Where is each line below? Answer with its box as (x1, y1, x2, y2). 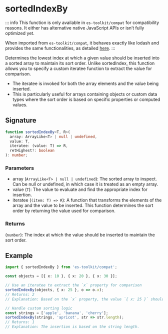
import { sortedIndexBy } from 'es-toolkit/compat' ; (5, 264, 117, 270)
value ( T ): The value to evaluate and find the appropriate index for (12, 186, 148, 192)
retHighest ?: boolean (9, 148, 55, 153)
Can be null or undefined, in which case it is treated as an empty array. (12, 181, 158, 187)
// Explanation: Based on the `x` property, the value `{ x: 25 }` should (5, 296, 164, 301)
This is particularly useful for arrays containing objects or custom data (12, 91, 157, 97)
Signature (5, 116, 36, 125)
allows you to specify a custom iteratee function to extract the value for (5, 65, 152, 71)
